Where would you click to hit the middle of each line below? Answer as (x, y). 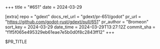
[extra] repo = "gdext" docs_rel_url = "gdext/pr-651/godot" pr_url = (73, 16)
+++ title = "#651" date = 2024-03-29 (44, 7)
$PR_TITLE (16, 42)
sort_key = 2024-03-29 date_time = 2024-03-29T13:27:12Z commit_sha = (80, 27)
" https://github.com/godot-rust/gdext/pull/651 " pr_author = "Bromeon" (77, 22)
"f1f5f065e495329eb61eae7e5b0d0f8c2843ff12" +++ (60, 32)
